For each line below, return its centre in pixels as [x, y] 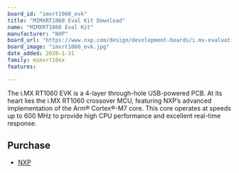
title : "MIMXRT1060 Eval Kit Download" [67, 21]
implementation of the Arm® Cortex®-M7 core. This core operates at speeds [119, 108]
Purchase [29, 146]
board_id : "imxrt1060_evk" [47, 14]
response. [22, 123]
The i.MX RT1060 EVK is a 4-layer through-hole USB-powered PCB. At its [115, 93]
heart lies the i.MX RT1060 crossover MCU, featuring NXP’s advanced [110, 101]
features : [22, 67]
